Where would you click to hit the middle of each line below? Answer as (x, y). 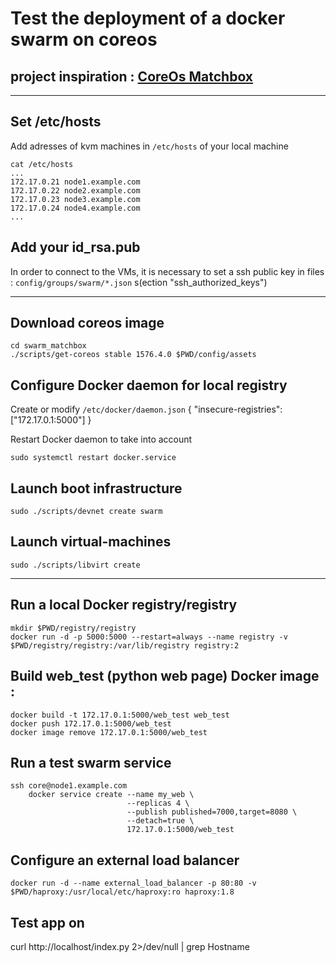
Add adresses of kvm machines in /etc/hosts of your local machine (149, 146)
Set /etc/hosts (56, 122)
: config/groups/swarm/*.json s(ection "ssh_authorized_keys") (139, 282)
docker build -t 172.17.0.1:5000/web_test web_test (120, 715)
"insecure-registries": (238, 409)
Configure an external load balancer (125, 860)
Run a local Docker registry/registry (124, 605)
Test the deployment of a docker (148, 18)
